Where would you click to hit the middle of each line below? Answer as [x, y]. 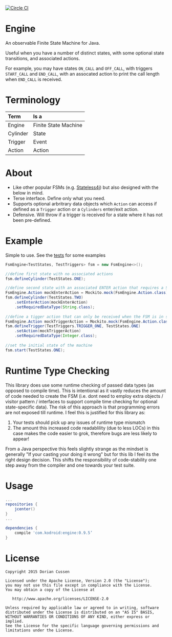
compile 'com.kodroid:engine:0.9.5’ [54, 533]
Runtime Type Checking [57, 371]
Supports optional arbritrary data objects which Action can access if [85, 204]
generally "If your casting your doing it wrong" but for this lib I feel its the [82, 454]
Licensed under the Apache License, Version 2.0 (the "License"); [78, 581]
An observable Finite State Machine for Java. [53, 43]
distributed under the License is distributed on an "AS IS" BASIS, [80, 612]
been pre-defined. [32, 220]
